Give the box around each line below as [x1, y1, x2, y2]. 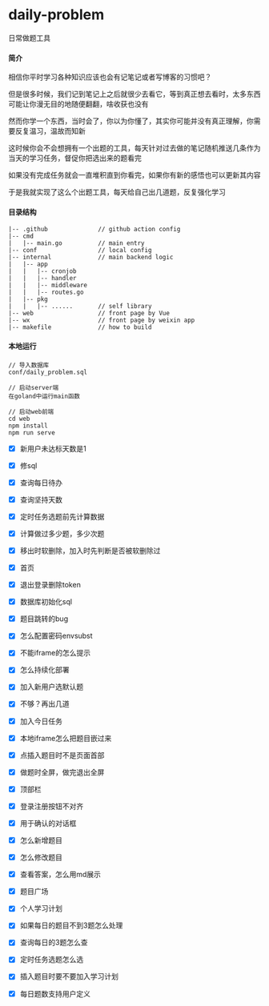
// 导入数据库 [8, 361, 50, 369]
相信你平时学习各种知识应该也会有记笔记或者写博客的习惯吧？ [8, 72, 212, 82]
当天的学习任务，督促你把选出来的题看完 [8, 154, 142, 163]
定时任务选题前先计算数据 [19, 511, 105, 521]
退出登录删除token [19, 580, 82, 590]
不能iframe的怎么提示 [19, 648, 90, 658]
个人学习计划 [19, 904, 62, 913]
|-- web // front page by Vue [8, 310, 171, 318]
